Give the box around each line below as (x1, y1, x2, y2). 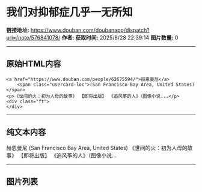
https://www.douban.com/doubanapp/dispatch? (30, 26, 150, 34)
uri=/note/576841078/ (6, 34, 61, 41)
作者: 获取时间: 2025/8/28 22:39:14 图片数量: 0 (61, 34, 179, 41)
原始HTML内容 (6, 59, 61, 69)
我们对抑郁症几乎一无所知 (6, 5, 133, 19)
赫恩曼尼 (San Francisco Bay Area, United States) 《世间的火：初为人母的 (6, 144, 188, 151)
